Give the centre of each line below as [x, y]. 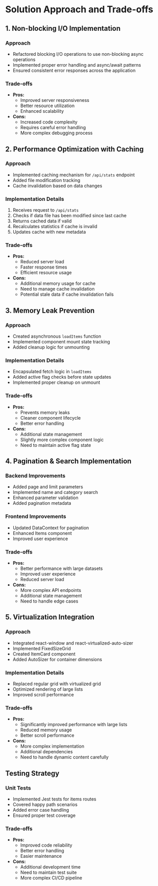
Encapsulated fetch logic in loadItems [52, 372]
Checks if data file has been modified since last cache [70, 216]
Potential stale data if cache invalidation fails [67, 294]
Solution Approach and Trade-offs [80, 9]
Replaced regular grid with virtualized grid [57, 684]
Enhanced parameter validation [46, 498]
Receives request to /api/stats [46, 210]
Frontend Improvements [36, 517]
